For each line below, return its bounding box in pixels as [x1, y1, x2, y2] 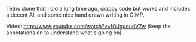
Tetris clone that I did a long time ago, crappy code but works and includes [6, 5, 191, 12]
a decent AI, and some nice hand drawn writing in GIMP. [6, 11, 145, 18]
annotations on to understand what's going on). [6, 29, 124, 36]
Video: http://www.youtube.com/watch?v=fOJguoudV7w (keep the [6, 23, 171, 30]
